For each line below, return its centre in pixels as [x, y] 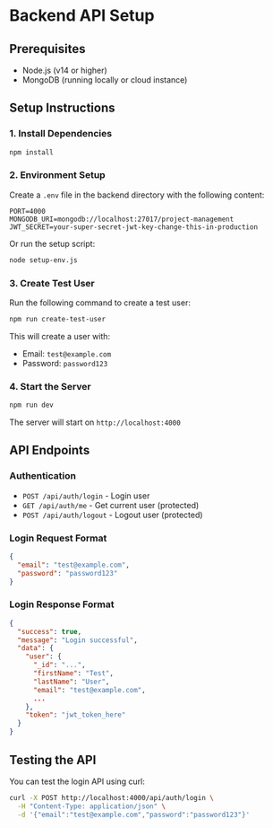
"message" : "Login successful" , [78, 640]
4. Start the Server [50, 386]
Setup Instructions [62, 108]
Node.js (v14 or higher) [64, 70]
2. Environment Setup [57, 175]
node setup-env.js [43, 260]
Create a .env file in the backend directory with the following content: [137, 195]
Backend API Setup [82, 16]
